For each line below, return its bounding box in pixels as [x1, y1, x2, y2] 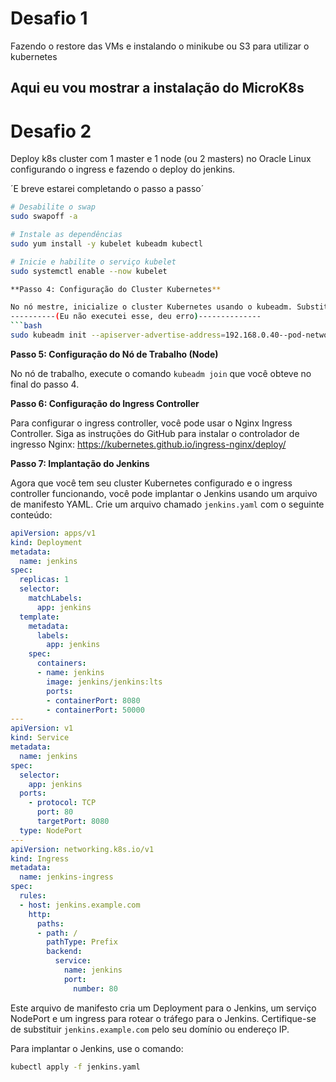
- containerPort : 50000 [46, 705, 145, 715]
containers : [36, 658, 87, 669]
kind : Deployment [10, 537, 83, 547]
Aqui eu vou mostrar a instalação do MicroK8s [10, 80, 305, 97]
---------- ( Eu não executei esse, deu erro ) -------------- [10, 312, 262, 322]
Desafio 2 [10, 120, 92, 142]
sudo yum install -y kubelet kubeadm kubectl [10, 238, 203, 249]
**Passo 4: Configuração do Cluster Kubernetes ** [10, 284, 222, 294]
